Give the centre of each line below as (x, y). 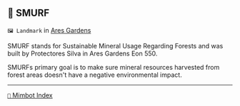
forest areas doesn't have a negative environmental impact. (95, 75)
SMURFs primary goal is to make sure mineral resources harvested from (114, 67)
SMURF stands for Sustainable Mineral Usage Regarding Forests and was (115, 46)
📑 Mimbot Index (30, 95)
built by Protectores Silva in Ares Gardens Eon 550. (82, 53)
